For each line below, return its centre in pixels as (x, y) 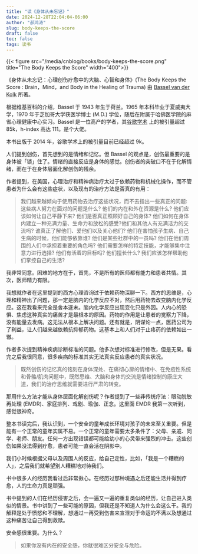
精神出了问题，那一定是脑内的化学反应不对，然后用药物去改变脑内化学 (101, 300)
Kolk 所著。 (20, 94)
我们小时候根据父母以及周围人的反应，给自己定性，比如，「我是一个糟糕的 (95, 458)
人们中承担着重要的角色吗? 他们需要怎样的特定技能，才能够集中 (108, 245)
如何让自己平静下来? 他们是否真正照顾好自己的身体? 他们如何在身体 (107, 216)
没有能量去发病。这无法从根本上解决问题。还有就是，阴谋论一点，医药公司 (96, 322)
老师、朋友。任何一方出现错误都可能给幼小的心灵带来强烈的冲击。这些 (101, 438)
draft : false (22, 34)
